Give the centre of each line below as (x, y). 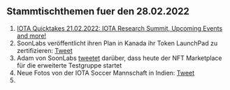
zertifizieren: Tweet (44, 50)
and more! (31, 36)
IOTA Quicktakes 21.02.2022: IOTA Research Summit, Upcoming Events (120, 28)
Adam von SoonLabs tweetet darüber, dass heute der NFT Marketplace (119, 58)
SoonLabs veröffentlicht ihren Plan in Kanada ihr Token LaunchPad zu (117, 43)
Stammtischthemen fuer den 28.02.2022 (98, 12)
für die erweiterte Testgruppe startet (69, 65)
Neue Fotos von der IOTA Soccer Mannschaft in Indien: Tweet (106, 73)
